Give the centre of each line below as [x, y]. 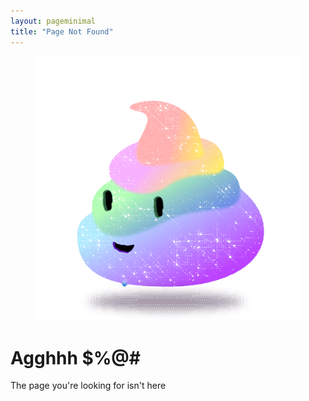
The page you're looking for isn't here [88, 386]
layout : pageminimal [53, 21]
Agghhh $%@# [75, 357]
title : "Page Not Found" [62, 31]
